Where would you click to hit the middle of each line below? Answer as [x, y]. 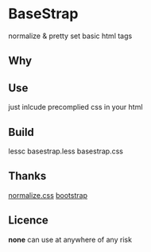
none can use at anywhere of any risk [70, 239]
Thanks [27, 176]
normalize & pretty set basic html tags [70, 36]
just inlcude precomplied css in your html [75, 107]
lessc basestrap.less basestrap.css [66, 151]
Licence [29, 221]
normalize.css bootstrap [48, 195]
